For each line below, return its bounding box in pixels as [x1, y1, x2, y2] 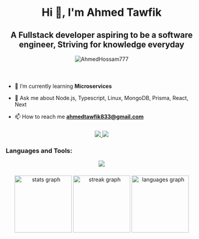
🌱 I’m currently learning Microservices [14, 82, 112, 90]
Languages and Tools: [5, 146, 72, 155]
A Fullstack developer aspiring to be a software [10, 30, 193, 40]
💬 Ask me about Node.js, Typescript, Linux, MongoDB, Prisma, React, [14, 94, 189, 101]
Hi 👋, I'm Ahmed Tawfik [41, 5, 162, 20]
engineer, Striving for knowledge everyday [18, 39, 185, 49]
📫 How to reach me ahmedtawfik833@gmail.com [14, 113, 144, 120]
